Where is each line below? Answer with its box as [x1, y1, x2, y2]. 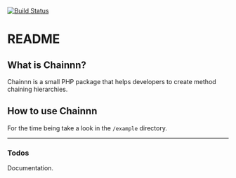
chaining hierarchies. [7, 85, 68, 93]
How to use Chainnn [7, 105, 98, 117]
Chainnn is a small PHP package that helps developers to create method [7, 78, 216, 85]
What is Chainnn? [7, 59, 86, 71]
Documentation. [7, 164, 54, 172]
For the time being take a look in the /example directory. [7, 123, 167, 132]
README [7, 32, 60, 47]
